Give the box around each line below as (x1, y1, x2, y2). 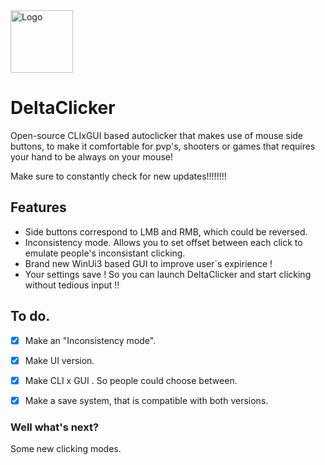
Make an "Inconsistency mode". (24, 334, 157, 346)
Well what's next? (10, 420, 100, 434)
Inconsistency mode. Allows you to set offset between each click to (24, 236, 303, 248)
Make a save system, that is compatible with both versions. (24, 394, 269, 406)
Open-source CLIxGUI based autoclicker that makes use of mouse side (10, 129, 304, 141)
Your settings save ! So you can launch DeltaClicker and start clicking (24, 268, 312, 280)
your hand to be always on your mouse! (10, 150, 173, 163)
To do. (10, 308, 51, 325)
